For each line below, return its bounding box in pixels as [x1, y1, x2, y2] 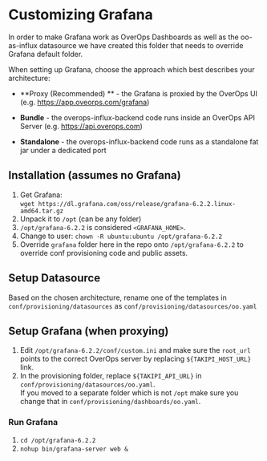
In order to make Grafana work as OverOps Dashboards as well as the [8, 32, 239, 42]
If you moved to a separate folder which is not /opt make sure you [19, 388, 239, 398]
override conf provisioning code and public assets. [19, 248, 188, 257]
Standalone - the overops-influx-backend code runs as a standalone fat [19, 136, 259, 146]
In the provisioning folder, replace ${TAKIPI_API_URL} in [19, 371, 202, 381]
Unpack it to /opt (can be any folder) [19, 214, 142, 224]
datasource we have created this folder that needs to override [38, 40, 244, 50]
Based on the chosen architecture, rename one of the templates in [8, 293, 227, 302]
